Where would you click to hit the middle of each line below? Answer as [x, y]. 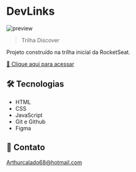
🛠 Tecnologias [35, 84]
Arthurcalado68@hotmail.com [44, 162]
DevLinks [31, 11]
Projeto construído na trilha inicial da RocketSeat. [68, 52]
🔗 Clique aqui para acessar [40, 64]
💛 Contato [26, 148]
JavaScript [29, 115]
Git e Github [30, 122]
